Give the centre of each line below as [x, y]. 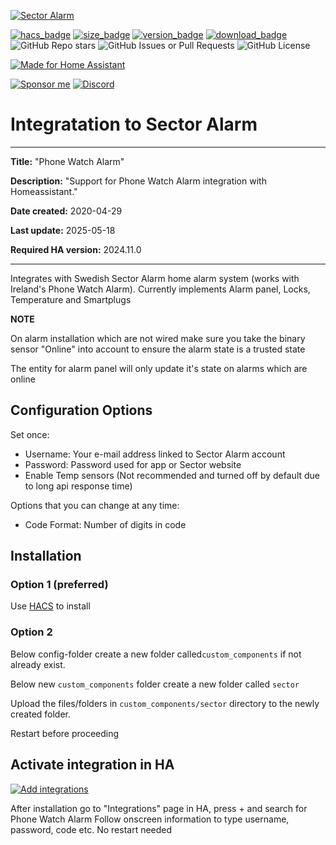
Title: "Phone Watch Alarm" [67, 161]
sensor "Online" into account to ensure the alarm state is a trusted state [158, 349]
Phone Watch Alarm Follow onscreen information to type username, [150, 819]
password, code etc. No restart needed [91, 829]
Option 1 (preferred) [59, 585]
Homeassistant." [44, 191]
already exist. [38, 664]
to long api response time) [78, 486]
